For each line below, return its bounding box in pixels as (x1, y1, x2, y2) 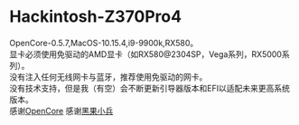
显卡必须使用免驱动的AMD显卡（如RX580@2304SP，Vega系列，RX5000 (9, 48, 283, 60)
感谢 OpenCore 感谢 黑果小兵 (9, 105, 114, 116)
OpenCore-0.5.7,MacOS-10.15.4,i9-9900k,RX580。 (9, 37, 199, 48)
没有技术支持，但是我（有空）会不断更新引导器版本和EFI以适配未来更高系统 (9, 82, 291, 93)
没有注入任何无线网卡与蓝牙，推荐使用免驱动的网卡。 (9, 71, 208, 82)
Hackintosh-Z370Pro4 (9, 6, 182, 27)
